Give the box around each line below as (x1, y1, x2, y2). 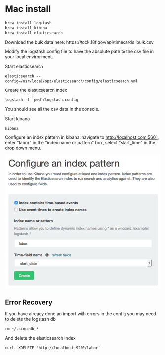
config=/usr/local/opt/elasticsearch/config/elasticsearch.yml (5, 78, 138, 84)
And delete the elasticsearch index (5, 335, 76, 341)
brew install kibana (5, 25, 48, 30)
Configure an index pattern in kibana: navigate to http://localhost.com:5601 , (5, 134, 159, 140)
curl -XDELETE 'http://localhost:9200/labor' (5, 345, 100, 351)
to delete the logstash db (5, 316, 56, 322)
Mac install (5, 3, 51, 15)
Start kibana (5, 115, 30, 122)
